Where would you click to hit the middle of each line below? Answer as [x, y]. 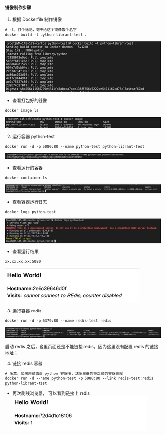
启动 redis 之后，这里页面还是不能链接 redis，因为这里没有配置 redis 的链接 [82, 347]
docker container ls [26, 178]
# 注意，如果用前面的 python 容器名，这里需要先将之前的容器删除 [64, 374]
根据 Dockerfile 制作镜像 [37, 19]
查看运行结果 [25, 251]
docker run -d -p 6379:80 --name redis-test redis [58, 321]
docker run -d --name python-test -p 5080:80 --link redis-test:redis [79, 379]
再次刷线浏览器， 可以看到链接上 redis [51, 393]
